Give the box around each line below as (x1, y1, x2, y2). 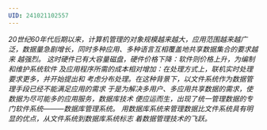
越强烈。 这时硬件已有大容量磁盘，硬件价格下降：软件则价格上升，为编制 (17, 54, 255, 63)
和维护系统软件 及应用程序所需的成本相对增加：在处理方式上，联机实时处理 (8, 64, 254, 74)
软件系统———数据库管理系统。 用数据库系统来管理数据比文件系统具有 (14, 104, 246, 113)
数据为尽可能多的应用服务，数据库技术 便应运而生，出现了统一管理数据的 (8, 94, 246, 103)
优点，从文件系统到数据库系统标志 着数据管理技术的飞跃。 (21, 113, 212, 123)
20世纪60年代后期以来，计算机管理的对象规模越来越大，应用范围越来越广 (8, 34, 248, 44)
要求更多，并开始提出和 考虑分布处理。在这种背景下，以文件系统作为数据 (8, 74, 246, 83)
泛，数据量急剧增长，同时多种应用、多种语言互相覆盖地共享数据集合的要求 (8, 44, 251, 54)
